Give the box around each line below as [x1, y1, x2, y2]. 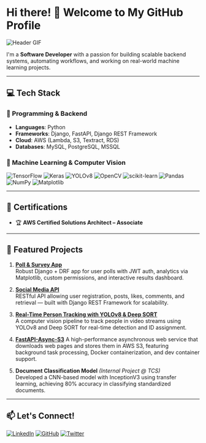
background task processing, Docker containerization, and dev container [15, 349, 200, 356]
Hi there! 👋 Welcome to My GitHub [6, 6, 184, 20]
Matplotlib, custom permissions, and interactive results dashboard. [15, 274, 184, 281]
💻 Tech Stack [6, 88, 61, 99]
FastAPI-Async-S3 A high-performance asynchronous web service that [15, 335, 198, 343]
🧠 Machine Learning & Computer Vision [6, 158, 126, 167]
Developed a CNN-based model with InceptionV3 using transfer [15, 373, 177, 381]
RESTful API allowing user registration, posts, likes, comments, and [15, 292, 185, 300]
